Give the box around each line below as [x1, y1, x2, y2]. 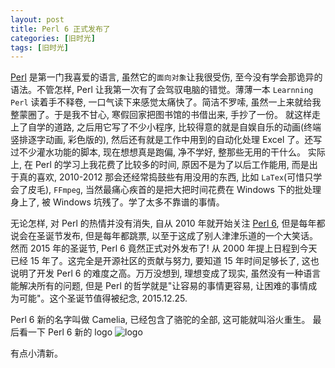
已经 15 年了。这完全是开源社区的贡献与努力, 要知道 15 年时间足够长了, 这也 [10, 255, 320, 267]
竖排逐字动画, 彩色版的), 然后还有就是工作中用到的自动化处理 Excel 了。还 [10, 134, 314, 146]
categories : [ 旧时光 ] [10, 33, 96, 43]
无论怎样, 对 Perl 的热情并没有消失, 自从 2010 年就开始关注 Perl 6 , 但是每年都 [10, 217, 326, 230]
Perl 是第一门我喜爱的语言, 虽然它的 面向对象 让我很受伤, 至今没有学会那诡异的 [10, 71, 323, 83]
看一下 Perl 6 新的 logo [18, 326, 113, 338]
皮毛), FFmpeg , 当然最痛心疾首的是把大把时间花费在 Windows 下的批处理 [27, 184, 322, 196]
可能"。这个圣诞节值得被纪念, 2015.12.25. [18, 292, 188, 305]
